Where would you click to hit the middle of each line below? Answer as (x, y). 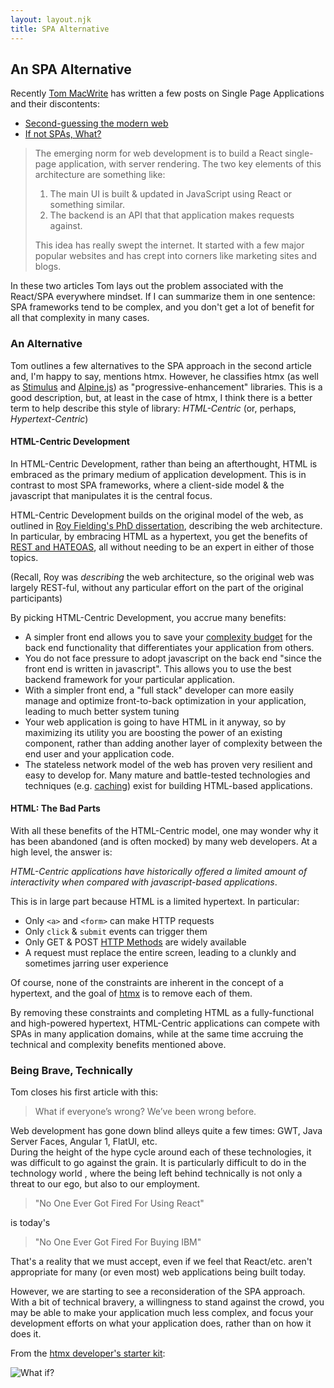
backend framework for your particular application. (129, 679)
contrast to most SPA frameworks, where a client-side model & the (147, 485)
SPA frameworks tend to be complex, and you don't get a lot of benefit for (162, 307)
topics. (24, 557)
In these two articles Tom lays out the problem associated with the (147, 286)
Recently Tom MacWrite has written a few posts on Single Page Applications (167, 93)
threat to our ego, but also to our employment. (105, 1184)
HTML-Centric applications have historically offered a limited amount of (159, 872)
